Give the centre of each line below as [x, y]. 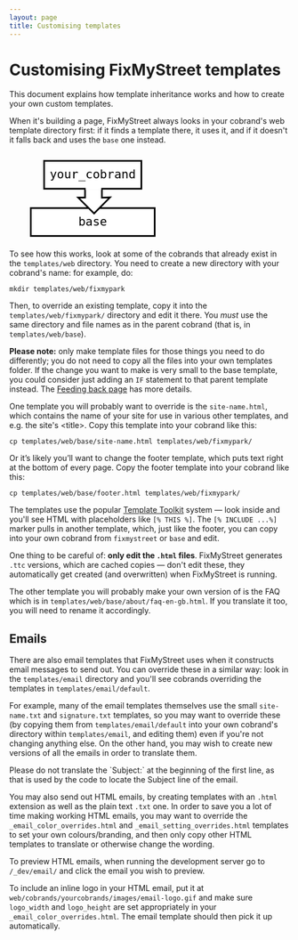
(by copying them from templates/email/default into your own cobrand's [144, 725]
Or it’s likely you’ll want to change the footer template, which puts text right [146, 458]
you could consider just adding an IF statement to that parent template [139, 380]
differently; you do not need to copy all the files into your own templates [141, 361]
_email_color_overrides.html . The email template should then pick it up [141, 917]
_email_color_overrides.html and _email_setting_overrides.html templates [149, 825]
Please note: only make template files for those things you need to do [137, 352]
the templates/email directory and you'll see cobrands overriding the [136, 679]
